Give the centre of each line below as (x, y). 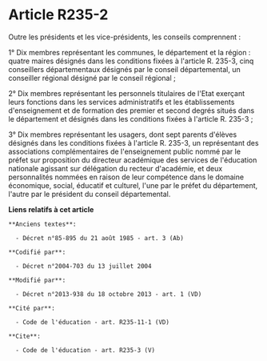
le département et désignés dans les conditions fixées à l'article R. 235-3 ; (131, 118)
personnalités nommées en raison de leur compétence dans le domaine (126, 177)
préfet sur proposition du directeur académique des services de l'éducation (133, 160)
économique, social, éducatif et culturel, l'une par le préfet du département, (133, 185)
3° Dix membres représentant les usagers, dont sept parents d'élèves (123, 134)
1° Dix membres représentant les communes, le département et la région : (130, 52)
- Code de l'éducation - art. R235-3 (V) (86, 350)
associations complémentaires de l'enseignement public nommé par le (125, 151)
